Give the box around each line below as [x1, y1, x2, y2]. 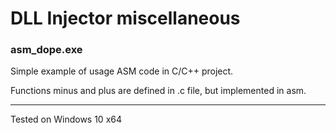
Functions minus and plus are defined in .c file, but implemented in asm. [10, 85, 307, 97]
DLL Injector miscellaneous [10, 7, 241, 30]
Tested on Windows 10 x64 [10, 113, 123, 126]
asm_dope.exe [10, 43, 83, 57]
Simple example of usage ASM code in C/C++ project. [10, 65, 234, 77]
